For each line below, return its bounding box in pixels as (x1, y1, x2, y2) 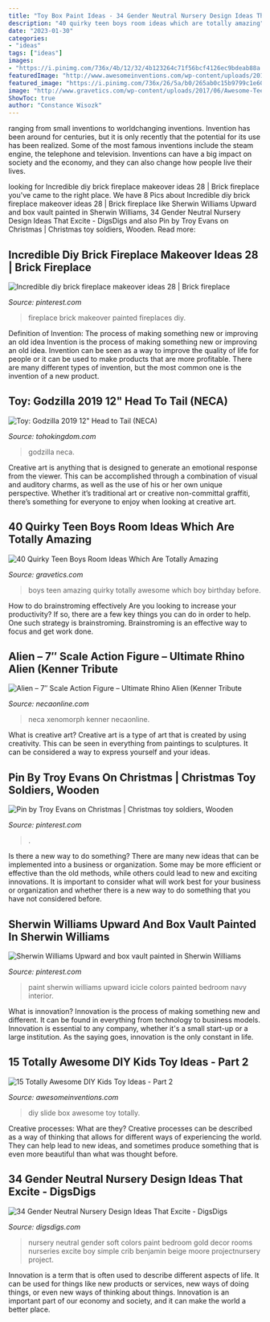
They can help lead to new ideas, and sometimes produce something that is (8, 1140, 260, 1150)
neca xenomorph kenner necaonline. (27, 715, 150, 725)
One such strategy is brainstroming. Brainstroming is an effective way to (8, 618, 247, 627)
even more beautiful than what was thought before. (8, 1149, 178, 1159)
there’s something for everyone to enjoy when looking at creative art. (8, 496, 236, 507)
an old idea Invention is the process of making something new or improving (8, 337, 257, 347)
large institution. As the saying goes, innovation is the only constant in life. (8, 1033, 254, 1041)
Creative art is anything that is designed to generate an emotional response (8, 462, 258, 472)
